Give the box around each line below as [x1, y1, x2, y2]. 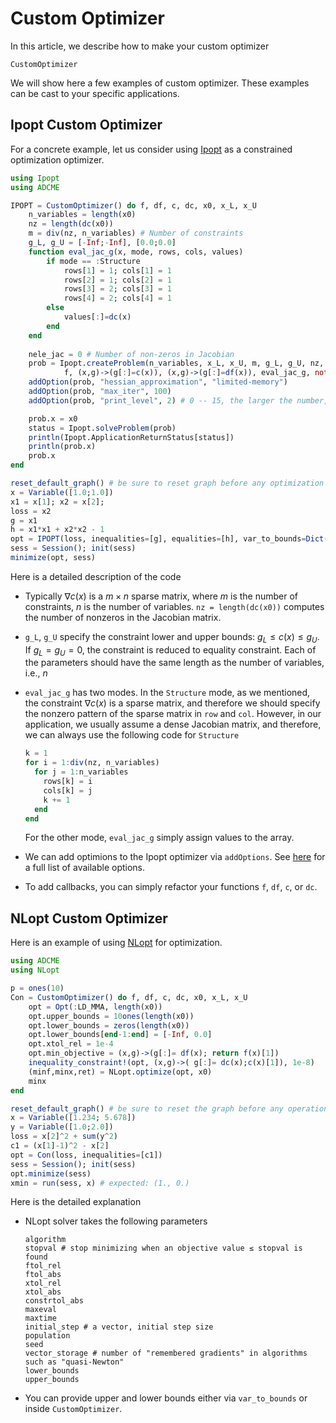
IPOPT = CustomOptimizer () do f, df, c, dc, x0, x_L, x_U [10, 200, 257, 211]
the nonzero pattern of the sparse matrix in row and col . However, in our [24, 708, 322, 720]
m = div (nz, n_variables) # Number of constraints [28, 228, 244, 239]
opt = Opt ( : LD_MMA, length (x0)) [28, 1002, 163, 1012]
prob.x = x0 [28, 413, 78, 424]
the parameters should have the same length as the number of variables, [24, 657, 325, 669]
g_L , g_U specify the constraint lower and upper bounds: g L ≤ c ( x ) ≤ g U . [24, 630, 320, 645]
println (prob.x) [28, 442, 97, 452]
